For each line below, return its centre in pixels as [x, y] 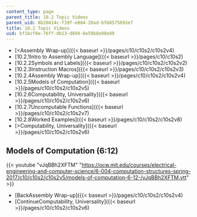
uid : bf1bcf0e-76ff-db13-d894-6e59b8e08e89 [60, 34]
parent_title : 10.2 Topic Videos [47, 17]
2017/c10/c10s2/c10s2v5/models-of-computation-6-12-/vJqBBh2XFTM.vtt [96, 177]
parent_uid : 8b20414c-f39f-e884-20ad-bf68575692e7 [70, 22]
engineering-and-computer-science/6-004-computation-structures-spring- [98, 171]
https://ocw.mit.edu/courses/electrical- [129, 165]
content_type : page [30, 12]
